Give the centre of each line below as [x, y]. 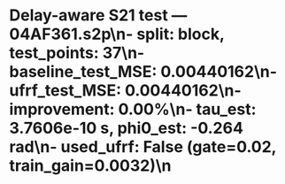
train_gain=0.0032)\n [90, 166]
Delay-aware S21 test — [98, 15]
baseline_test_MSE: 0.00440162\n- [143, 72]
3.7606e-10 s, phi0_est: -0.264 [126, 128]
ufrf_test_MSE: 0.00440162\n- [125, 91]
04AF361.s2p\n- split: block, [117, 34]
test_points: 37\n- [77, 53]
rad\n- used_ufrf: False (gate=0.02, [143, 147]
